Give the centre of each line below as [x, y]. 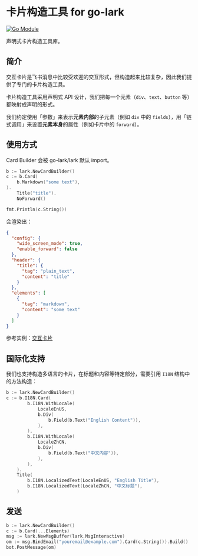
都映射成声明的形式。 [32, 104]
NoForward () [31, 199]
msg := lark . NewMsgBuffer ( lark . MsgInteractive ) [66, 536]
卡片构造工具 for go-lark [65, 12]
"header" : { [26, 260]
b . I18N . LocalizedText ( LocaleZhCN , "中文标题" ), [85, 486]
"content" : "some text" [51, 309]
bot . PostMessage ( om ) [32, 548]
